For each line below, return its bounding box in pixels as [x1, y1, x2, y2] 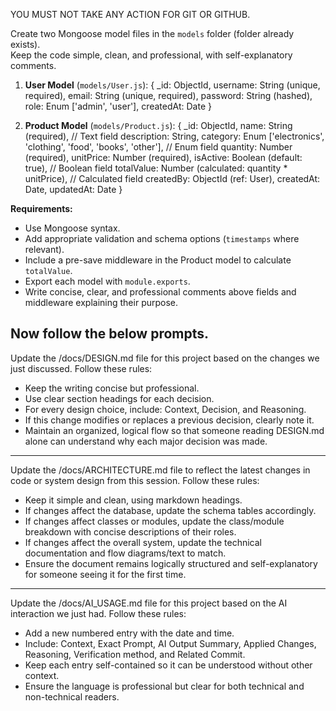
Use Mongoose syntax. [24, 222, 121, 234]
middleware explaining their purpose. [24, 297, 179, 308]
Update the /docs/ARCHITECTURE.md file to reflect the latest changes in [10, 464, 311, 476]
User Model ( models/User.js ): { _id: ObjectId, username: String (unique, [24, 79, 321, 91]
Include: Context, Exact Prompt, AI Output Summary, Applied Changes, [24, 637, 317, 649]
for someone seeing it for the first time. [24, 568, 187, 580]
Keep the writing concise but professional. [24, 382, 200, 394]
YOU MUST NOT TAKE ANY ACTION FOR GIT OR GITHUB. [10, 9, 251, 20]
